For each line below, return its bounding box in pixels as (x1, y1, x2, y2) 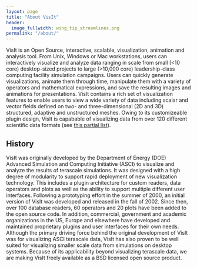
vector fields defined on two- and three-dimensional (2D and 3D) (6, 103, 164, 110)
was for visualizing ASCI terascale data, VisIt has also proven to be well (6, 235, 179, 242)
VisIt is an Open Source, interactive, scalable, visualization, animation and (6, 46, 185, 54)
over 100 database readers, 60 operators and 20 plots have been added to (6, 204, 187, 211)
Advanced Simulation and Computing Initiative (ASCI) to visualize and (6, 160, 175, 168)
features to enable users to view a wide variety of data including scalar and (6, 96, 188, 104)
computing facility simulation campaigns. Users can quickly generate (6, 72, 173, 79)
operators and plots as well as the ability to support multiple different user (6, 185, 185, 192)
